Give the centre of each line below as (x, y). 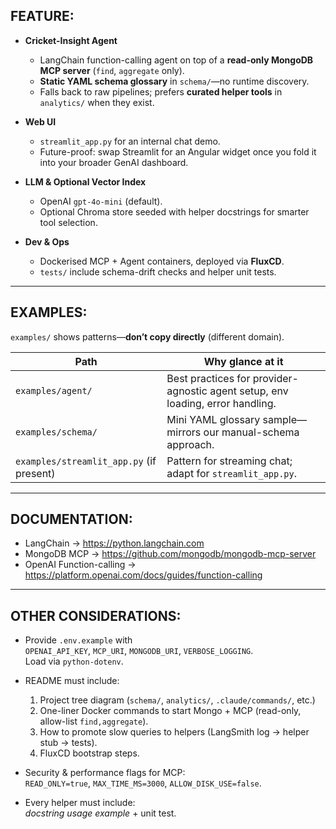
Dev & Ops (47, 241)
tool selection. (68, 222)
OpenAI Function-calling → (80, 565)
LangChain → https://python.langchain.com (114, 543)
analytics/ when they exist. (97, 102)
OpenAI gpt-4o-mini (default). (101, 201)
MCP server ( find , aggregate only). (112, 70)
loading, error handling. (221, 403)
